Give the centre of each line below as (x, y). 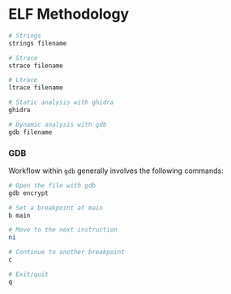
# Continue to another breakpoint (67, 253)
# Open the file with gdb (52, 185)
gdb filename (30, 132)
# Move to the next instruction (63, 230)
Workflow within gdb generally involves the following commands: (116, 171)
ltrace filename (36, 88)
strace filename (36, 66)
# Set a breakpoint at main (56, 208)
